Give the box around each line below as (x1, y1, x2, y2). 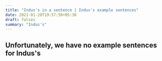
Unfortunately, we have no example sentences (5, 40, 157, 49)
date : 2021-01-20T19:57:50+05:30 (5, 12, 77, 17)
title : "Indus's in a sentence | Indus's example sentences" (5, 7, 139, 13)
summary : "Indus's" (5, 22, 47, 27)
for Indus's (5, 49, 41, 57)
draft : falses (5, 17, 36, 22)
